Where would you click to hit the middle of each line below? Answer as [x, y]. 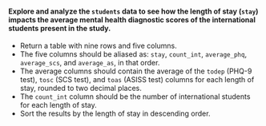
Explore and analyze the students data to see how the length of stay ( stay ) [133, 11]
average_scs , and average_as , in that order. [90, 63]
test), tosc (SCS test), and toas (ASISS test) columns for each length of [137, 80]
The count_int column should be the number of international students [135, 96]
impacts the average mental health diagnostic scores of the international [132, 19]
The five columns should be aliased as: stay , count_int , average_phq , [133, 54]
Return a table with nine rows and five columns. [99, 46]
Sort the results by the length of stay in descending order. [115, 114]
